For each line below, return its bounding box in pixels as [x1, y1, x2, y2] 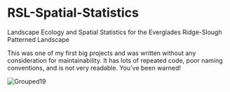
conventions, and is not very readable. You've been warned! [7, 63, 181, 72]
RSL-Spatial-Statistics [7, 5, 139, 21]
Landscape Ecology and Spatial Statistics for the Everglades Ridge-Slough [7, 28, 222, 36]
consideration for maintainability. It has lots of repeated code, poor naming [7, 56, 223, 64]
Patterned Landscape [7, 35, 70, 43]
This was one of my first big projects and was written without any [7, 49, 196, 57]
